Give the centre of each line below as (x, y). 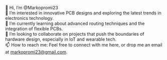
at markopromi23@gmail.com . (36, 52)
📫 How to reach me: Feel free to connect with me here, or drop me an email (84, 45)
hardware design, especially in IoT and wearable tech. (61, 39)
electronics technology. (29, 18)
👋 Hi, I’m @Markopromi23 (32, 8)
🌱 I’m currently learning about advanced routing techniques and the (75, 23)
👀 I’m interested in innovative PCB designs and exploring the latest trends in (83, 13)
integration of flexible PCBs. (34, 29)
